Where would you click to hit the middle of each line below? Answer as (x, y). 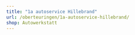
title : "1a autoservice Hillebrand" (52, 12)
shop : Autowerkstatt (32, 23)
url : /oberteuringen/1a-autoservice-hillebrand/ (68, 17)
